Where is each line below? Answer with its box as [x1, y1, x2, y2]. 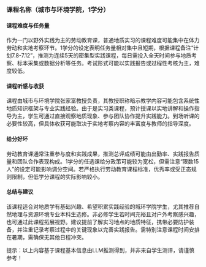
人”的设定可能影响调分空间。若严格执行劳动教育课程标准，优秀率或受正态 [6, 165, 192, 173]
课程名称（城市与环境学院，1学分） [6, 5, 110, 13]
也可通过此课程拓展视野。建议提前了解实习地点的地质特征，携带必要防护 [6, 218, 189, 225]
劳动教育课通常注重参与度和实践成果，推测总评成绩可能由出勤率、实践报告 [6, 150, 194, 157]
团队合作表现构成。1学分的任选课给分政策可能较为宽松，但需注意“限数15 [17, 157, 199, 165]
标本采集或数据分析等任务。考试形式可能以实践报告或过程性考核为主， [17, 59, 194, 67]
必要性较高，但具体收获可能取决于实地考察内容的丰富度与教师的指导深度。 [6, 120, 194, 127]
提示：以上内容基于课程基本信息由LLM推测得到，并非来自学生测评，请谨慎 [6, 246, 195, 254]
